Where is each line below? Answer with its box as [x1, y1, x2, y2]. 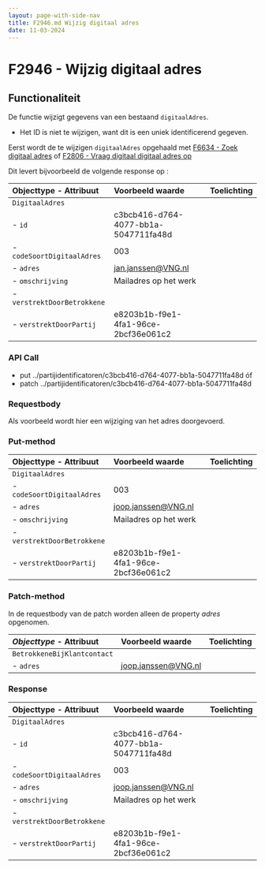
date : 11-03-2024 [8, 26, 65, 34]
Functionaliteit [8, 91, 81, 105]
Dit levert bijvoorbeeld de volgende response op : [8, 166, 170, 176]
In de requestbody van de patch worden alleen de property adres [8, 609, 221, 618]
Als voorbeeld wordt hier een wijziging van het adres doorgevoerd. [8, 416, 226, 426]
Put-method [8, 435, 56, 446]
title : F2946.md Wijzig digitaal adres [8, 19, 140, 27]
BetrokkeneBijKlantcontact [12, 649, 114, 658]
